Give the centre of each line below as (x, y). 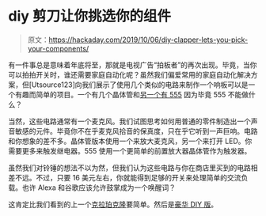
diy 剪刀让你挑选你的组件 (90, 16)
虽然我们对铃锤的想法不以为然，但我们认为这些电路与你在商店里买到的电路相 (133, 168)
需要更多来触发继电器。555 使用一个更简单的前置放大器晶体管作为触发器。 (130, 150)
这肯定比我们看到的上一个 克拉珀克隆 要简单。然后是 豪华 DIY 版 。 (113, 204)
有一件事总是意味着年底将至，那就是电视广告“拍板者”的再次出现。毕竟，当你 (133, 65)
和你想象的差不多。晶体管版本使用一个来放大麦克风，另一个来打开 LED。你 (130, 141)
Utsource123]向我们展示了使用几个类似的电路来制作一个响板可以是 (140, 85)
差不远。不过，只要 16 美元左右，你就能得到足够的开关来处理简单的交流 (125, 177)
